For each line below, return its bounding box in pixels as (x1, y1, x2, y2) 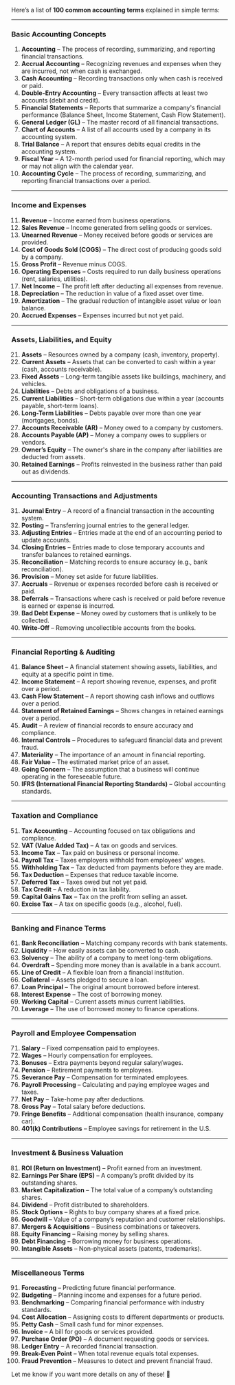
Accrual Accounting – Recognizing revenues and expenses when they (21, 60, 222, 68)
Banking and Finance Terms (11, 923, 107, 933)
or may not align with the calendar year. (21, 162, 133, 171)
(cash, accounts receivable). (21, 365, 102, 373)
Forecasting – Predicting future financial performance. (21, 1283, 176, 1291)
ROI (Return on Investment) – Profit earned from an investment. (21, 1163, 203, 1172)
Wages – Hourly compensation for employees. (21, 1051, 153, 1059)
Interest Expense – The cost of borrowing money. (21, 991, 163, 999)
